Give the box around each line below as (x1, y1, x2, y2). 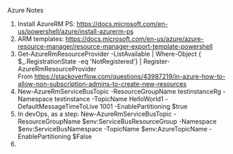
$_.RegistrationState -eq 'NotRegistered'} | (17, 57, 143, 66)
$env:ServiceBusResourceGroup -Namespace (82, 117, 217, 126)
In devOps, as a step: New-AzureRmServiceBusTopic (17, 109, 172, 118)
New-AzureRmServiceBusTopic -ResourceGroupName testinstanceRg (17, 88, 222, 95)
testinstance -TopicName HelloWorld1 (54, 95, 164, 103)
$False (72, 132, 92, 141)
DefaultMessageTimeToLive (17, 102, 99, 110)
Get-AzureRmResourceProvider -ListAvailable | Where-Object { (17, 49, 201, 58)
